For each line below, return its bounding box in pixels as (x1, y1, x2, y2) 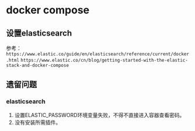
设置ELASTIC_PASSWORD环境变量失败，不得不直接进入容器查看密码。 (14, 111, 185, 118)
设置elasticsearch (6, 28, 72, 38)
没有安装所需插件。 (14, 119, 61, 126)
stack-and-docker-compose (6, 62, 69, 68)
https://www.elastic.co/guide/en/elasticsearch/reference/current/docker (6, 51, 190, 57)
